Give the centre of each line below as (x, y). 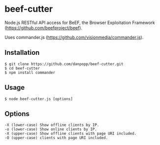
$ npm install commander (30, 72)
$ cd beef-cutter (22, 68)
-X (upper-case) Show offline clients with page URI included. (71, 134)
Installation (22, 53)
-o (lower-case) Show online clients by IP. (51, 129)
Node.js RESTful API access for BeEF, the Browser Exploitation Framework (80, 23)
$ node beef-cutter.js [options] (39, 99)
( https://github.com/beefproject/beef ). (43, 27)
